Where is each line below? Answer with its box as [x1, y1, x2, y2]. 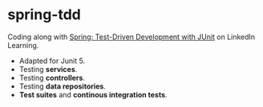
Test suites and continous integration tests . [18, 89, 168, 99]
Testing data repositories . [18, 81, 106, 91]
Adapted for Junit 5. [18, 56, 86, 65]
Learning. [7, 40, 39, 50]
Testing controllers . [18, 73, 86, 82]
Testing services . [18, 64, 78, 73]
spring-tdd [7, 6, 81, 24]
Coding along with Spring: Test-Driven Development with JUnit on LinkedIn [7, 32, 256, 42]
